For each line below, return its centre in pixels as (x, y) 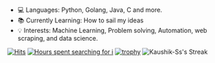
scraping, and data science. (58, 38)
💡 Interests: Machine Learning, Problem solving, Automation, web (112, 30)
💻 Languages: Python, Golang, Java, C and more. (90, 10)
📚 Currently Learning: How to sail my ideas (80, 20)
